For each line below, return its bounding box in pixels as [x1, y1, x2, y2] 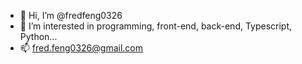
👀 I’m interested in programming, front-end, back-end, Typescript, [19, 20, 293, 32]
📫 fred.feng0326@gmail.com [19, 42, 143, 54]
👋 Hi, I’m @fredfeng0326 [19, 10, 123, 21]
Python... [19, 31, 58, 42]
